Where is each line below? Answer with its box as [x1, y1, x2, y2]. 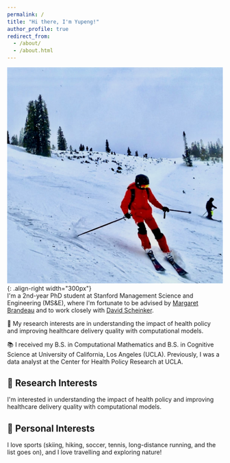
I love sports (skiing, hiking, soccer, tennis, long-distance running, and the [7, 441, 216, 449]
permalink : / [7, 11, 44, 18]
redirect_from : [7, 33, 51, 40]
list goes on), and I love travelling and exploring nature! [7, 448, 162, 456]
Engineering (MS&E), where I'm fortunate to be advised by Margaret [7, 298, 199, 307]
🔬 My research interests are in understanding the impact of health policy [7, 319, 211, 327]
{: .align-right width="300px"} [7, 284, 92, 292]
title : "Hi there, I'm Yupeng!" [7, 18, 99, 25]
